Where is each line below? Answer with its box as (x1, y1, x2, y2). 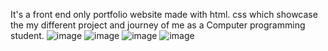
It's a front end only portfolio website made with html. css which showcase (10, 9, 318, 20)
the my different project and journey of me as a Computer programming (10, 19, 306, 31)
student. (10, 30, 45, 41)
